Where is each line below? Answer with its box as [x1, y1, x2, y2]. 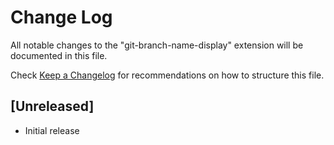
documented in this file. [10, 49, 108, 61]
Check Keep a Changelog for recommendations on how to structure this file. [10, 69, 325, 81]
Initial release [24, 124, 80, 136]
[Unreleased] [10, 98, 95, 115]
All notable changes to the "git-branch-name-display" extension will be [10, 39, 304, 51]
